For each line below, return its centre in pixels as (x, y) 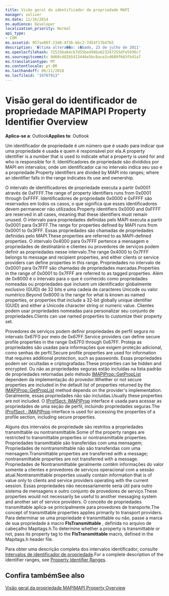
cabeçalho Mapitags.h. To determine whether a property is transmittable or (83, 528)
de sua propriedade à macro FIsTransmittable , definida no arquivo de (78, 523)
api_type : (16, 33)
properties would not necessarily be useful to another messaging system (81, 496)
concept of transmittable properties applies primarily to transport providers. (84, 512)
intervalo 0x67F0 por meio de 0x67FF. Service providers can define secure (83, 336)
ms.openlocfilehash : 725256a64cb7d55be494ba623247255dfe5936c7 (73, 52)
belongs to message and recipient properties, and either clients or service (82, 257)
